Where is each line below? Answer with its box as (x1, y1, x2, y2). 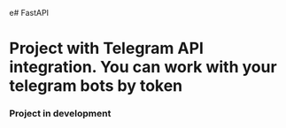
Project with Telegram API (9, 39, 204, 58)
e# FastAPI (9, 8, 50, 18)
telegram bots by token (9, 76, 183, 96)
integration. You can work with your (9, 57, 277, 78)
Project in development (9, 108, 112, 120)
